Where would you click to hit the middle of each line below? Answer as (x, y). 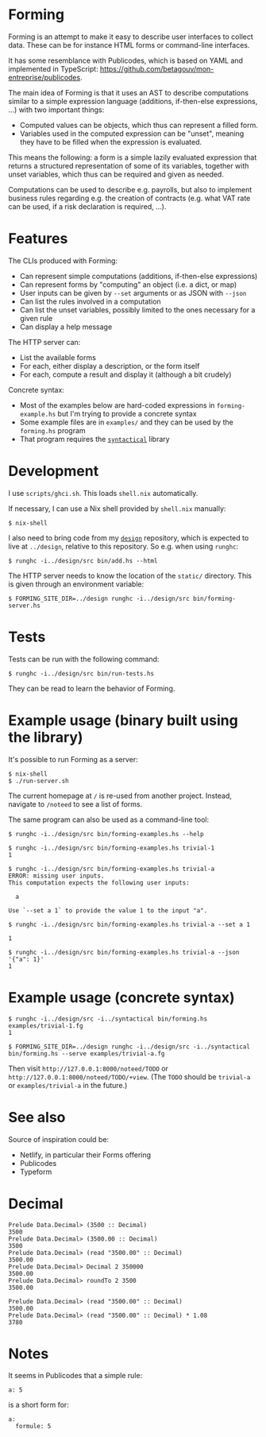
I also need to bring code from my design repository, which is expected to (129, 537)
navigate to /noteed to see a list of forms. (75, 804)
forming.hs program (52, 430)
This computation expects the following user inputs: (99, 883)
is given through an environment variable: (76, 584)
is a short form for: (39, 1405)
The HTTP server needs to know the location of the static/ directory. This (130, 575)
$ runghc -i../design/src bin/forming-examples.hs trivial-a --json (124, 952)
